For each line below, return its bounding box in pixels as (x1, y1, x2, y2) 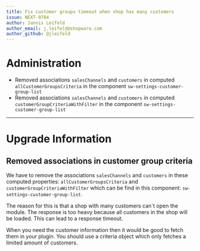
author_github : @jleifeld (6, 31, 70, 37)
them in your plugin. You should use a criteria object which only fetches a (6, 233, 186, 240)
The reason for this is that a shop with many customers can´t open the (6, 202, 179, 209)
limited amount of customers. (6, 239, 79, 246)
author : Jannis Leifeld (6, 20, 65, 26)
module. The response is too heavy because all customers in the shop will (6, 209, 187, 216)
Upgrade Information (6, 132, 112, 146)
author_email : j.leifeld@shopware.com (6, 25, 102, 32)
